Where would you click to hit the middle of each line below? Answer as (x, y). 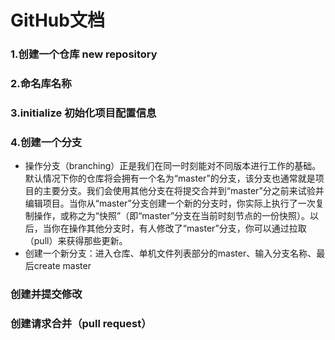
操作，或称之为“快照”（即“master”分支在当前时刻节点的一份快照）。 (172, 216)
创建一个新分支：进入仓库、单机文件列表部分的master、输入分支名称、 (170, 253)
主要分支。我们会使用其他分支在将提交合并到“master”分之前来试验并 (183, 191)
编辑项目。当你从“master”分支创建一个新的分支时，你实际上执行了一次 (170, 203)
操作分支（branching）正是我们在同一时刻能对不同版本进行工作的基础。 (173, 166)
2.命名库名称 (41, 84)
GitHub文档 (57, 20)
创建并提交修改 (46, 294)
